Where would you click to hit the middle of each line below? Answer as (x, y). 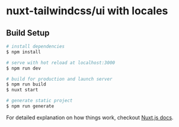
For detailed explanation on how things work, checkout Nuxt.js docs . (90, 118)
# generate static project (39, 101)
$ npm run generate (30, 106)
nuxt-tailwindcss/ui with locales (87, 11)
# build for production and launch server (59, 79)
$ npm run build (26, 84)
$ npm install (24, 52)
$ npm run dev (24, 68)
